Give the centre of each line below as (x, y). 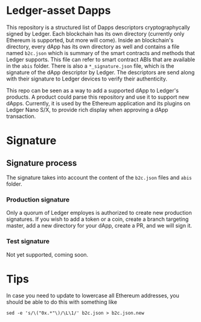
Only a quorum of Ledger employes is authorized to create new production (99, 213)
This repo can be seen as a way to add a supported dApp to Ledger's (93, 90)
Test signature (28, 241)
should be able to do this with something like (62, 302)
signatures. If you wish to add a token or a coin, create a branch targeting (97, 219)
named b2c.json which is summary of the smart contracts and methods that (101, 53)
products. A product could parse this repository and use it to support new (98, 97)
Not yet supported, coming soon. (47, 254)
